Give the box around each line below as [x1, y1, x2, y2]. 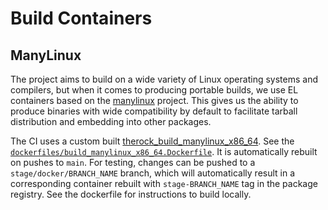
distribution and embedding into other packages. [10, 116, 212, 127]
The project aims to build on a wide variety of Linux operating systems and [10, 73, 318, 85]
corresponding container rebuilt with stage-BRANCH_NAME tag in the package [10, 178, 318, 189]
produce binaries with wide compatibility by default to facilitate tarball [10, 105, 298, 117]
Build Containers [10, 7, 153, 30]
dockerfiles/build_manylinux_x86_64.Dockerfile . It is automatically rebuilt [10, 146, 318, 157]
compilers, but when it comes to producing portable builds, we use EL [10, 84, 299, 96]
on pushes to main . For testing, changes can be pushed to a [10, 157, 256, 168]
